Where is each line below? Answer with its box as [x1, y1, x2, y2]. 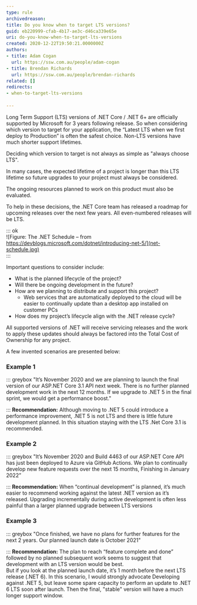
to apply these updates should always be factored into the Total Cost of [6, 330, 179, 337]
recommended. [6, 425, 43, 432]
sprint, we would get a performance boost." [6, 395, 112, 402]
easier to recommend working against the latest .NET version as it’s [6, 489, 169, 497]
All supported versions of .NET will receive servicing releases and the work [6, 324, 188, 331]
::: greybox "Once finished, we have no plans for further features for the [6, 530, 181, 537]
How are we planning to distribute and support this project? [14, 287, 159, 294]
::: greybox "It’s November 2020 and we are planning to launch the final [6, 376, 179, 383]
